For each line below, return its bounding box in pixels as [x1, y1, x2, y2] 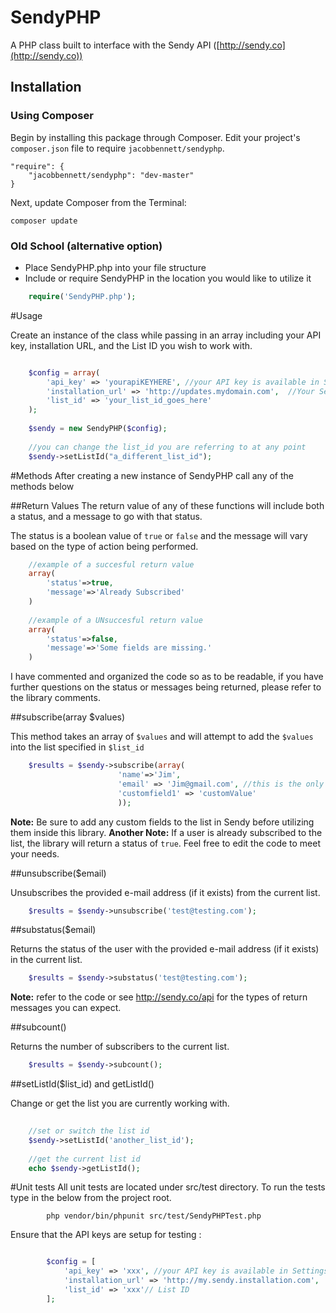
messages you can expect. [10, 1002, 122, 1014]
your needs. [10, 847, 60, 860]
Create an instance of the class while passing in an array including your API [10, 329, 322, 341]
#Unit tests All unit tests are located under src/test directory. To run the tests [10, 1181, 326, 1193]
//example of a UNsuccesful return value [28, 615, 203, 625]
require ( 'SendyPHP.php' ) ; [28, 291, 137, 301]
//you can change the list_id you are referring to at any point [28, 442, 307, 452]
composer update [10, 216, 78, 226]
